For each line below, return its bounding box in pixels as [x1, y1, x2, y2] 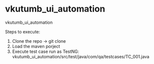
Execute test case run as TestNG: [12, 48, 79, 54]
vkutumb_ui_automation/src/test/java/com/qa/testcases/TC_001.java [12, 53, 150, 59]
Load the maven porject [12, 43, 60, 49]
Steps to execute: [5, 29, 40, 34]
